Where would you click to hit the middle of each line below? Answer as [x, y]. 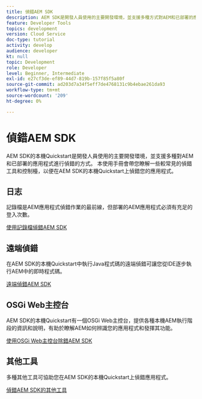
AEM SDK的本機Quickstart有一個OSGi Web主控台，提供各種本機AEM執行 [97, 320]
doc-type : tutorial [31, 40]
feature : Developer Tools [38, 23]
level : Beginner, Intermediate [45, 73]
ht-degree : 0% [24, 101]
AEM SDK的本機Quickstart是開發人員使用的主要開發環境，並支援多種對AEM [100, 156]
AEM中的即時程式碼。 [38, 272]
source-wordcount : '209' [37, 96]
